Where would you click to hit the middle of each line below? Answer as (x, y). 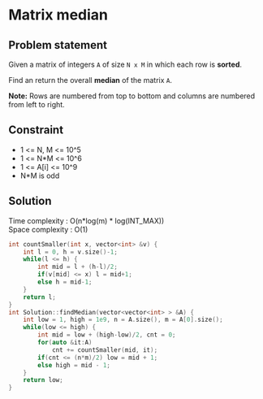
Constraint (36, 130)
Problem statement (58, 45)
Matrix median (58, 15)
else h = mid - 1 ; (65, 282)
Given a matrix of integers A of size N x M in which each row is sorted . (125, 64)
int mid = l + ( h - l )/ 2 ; (78, 267)
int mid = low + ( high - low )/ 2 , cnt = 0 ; (107, 335)
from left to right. (37, 104)
